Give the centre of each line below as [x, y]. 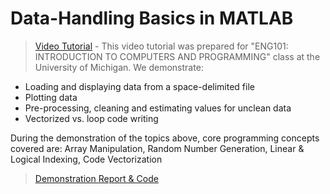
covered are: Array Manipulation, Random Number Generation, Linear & [157, 148]
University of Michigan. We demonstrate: [119, 67]
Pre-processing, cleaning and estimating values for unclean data [158, 108]
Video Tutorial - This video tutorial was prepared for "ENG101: [161, 46]
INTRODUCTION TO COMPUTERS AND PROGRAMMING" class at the [177, 56]
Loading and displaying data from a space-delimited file [139, 86]
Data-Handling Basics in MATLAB [152, 18]
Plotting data [51, 97]
